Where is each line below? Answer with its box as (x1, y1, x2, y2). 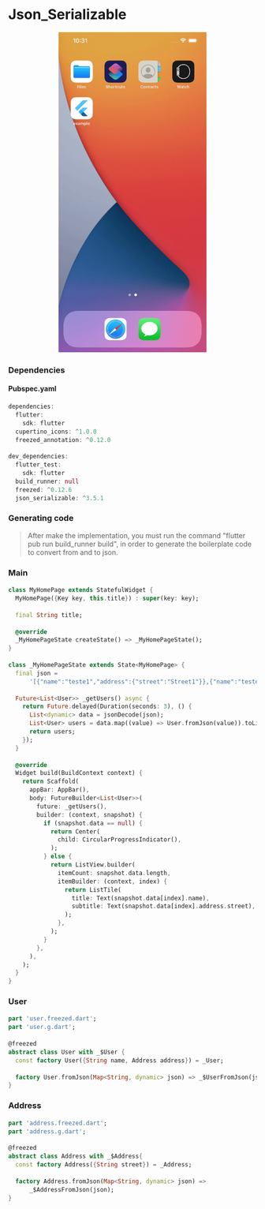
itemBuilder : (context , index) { (58, 878, 168, 885)
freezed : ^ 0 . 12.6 (15, 485, 73, 494)
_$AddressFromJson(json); (28, 1185, 114, 1193)
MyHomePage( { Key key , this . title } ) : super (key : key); (15, 594, 200, 603)
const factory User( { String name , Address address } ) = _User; (15, 1056, 224, 1065)
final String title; (15, 611, 83, 619)
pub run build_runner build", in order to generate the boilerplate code (27, 539, 252, 548)
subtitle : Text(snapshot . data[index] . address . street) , (71, 902, 256, 911)
